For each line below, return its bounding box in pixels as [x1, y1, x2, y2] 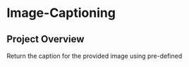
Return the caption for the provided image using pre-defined [6, 51, 183, 60]
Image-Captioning [6, 5, 116, 21]
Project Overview [6, 33, 85, 45]
